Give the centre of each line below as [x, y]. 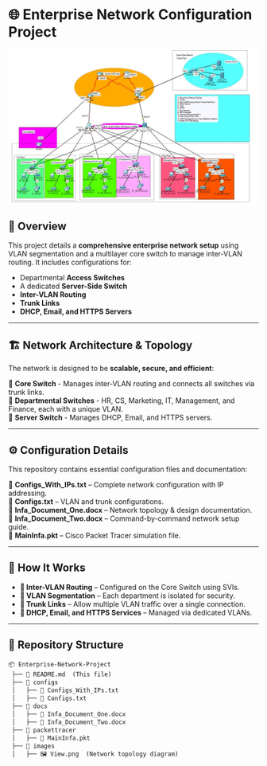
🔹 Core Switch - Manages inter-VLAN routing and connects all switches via [132, 384]
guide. [19, 526]
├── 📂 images [33, 746]
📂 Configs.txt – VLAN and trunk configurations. [86, 501]
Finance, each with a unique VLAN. [66, 409]
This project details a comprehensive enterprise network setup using [124, 245]
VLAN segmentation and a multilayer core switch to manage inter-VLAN [125, 254]
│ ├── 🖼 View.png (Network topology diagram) [95, 754]
